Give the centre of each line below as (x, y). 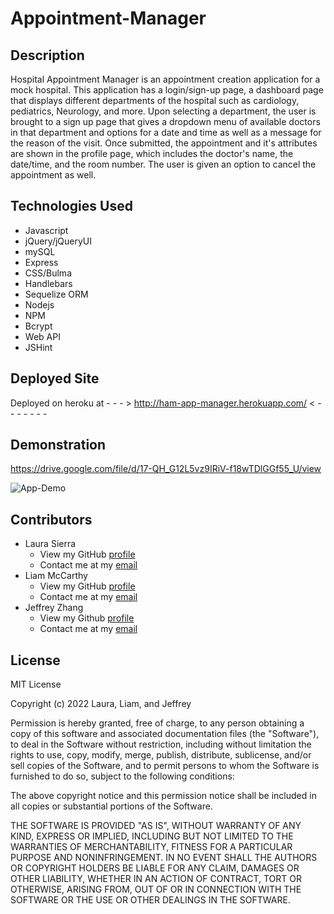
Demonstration (58, 445)
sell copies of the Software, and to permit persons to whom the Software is (165, 766)
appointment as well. (53, 175)
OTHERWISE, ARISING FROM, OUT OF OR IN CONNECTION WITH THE (156, 889)
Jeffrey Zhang (54, 608)
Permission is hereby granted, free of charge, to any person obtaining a (157, 723)
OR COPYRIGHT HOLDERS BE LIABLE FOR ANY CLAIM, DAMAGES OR (155, 868)
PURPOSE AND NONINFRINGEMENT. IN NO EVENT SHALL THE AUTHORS (164, 858)
